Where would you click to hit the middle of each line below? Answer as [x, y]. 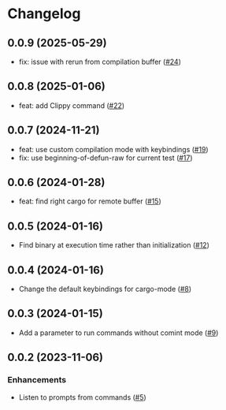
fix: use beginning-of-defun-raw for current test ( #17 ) [106, 158]
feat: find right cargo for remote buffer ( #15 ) [90, 201]
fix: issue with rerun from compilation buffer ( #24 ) [100, 61]
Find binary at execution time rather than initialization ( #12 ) [114, 245]
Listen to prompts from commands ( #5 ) [82, 397]
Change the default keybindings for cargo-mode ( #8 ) [105, 289]
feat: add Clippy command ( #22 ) [72, 105]
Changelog [44, 14]
